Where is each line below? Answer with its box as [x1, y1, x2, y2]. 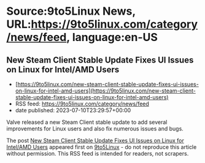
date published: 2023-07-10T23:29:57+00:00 [15, 107, 131, 114]
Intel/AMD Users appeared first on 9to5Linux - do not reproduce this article [6, 143, 197, 151]
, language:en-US [66, 31, 158, 44]
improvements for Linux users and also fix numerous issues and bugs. [6, 125, 184, 132]
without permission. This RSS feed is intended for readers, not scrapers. [6, 150, 189, 157]
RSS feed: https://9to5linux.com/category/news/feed [15, 100, 149, 107]
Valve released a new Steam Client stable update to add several [6, 118, 168, 126]
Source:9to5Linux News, [6, 4, 136, 18]
